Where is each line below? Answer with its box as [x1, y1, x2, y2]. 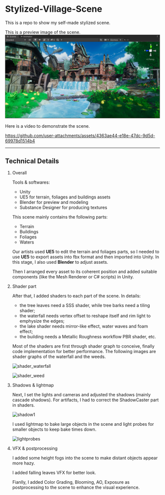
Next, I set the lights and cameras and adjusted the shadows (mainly [12, 391, 151, 397]
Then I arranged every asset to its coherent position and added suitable [12, 269, 157, 275]
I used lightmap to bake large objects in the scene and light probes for [12, 421, 154, 427]
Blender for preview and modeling [19, 199, 88, 205]
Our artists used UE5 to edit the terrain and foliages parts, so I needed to [12, 248, 160, 254]
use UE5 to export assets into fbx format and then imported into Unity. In [12, 254, 160, 260]
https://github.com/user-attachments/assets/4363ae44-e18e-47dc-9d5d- [5, 133, 156, 138]
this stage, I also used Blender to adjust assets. [12, 259, 109, 265]
